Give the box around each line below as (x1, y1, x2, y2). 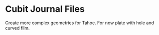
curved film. (5, 25, 30, 31)
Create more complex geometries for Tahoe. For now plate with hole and (5, 20, 155, 26)
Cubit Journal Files (5, 3, 85, 15)
